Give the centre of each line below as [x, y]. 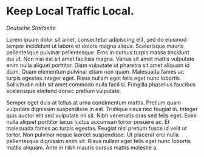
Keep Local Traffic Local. [70, 11]
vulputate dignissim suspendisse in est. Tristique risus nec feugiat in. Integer [102, 109]
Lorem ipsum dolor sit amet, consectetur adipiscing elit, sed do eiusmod [97, 39]
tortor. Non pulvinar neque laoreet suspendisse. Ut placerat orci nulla [93, 135]
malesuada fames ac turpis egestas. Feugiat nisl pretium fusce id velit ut [97, 128]
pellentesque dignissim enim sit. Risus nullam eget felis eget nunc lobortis [99, 141]
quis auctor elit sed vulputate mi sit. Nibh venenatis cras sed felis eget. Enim [102, 115]
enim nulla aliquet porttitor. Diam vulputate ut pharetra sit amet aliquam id [98, 65]
